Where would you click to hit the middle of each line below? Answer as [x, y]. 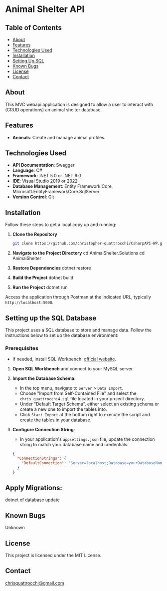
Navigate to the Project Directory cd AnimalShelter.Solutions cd [79, 253]
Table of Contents [34, 28]
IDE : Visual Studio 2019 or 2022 [45, 181]
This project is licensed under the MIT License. [53, 556]
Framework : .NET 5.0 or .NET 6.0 [47, 176]
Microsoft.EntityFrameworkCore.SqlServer [56, 192]
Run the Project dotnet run [40, 288]
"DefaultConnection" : [44, 463]
